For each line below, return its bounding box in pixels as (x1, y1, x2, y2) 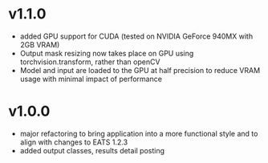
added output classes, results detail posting (19, 145, 165, 155)
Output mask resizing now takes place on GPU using (19, 48, 194, 58)
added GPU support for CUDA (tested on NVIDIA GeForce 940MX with (19, 31, 254, 41)
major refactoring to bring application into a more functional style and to (19, 128, 258, 138)
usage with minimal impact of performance (19, 74, 163, 84)
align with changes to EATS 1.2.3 (19, 137, 128, 147)
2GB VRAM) (19, 39, 60, 49)
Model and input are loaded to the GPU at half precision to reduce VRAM (19, 65, 261, 75)
